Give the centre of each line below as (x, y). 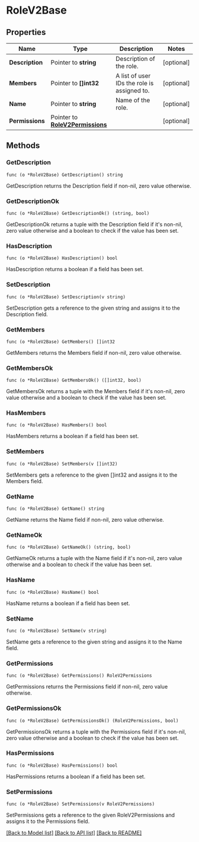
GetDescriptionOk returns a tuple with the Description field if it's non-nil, (94, 224)
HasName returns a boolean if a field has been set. (68, 603)
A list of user (133, 76)
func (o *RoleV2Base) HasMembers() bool (57, 425)
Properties (26, 32)
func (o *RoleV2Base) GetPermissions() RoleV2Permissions (79, 676)
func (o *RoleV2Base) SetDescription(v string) (66, 297)
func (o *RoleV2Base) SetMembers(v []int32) (62, 464)
